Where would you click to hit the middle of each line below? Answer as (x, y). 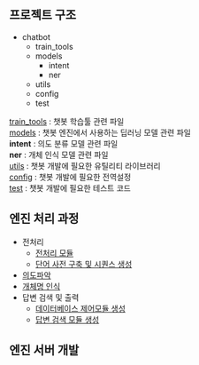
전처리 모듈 (54, 253)
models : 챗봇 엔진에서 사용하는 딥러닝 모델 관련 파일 (100, 132)
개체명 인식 (41, 286)
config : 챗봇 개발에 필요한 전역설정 (70, 177)
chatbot (36, 36)
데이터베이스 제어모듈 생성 (80, 308)
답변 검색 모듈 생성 (67, 319)
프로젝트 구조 (43, 15)
